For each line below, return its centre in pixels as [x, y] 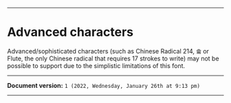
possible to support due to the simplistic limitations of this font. [96, 65]
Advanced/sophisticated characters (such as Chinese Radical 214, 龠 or [108, 51]
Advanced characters [70, 32]
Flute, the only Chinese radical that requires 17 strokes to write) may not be [113, 58]
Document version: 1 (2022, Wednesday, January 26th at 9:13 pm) [104, 85]
